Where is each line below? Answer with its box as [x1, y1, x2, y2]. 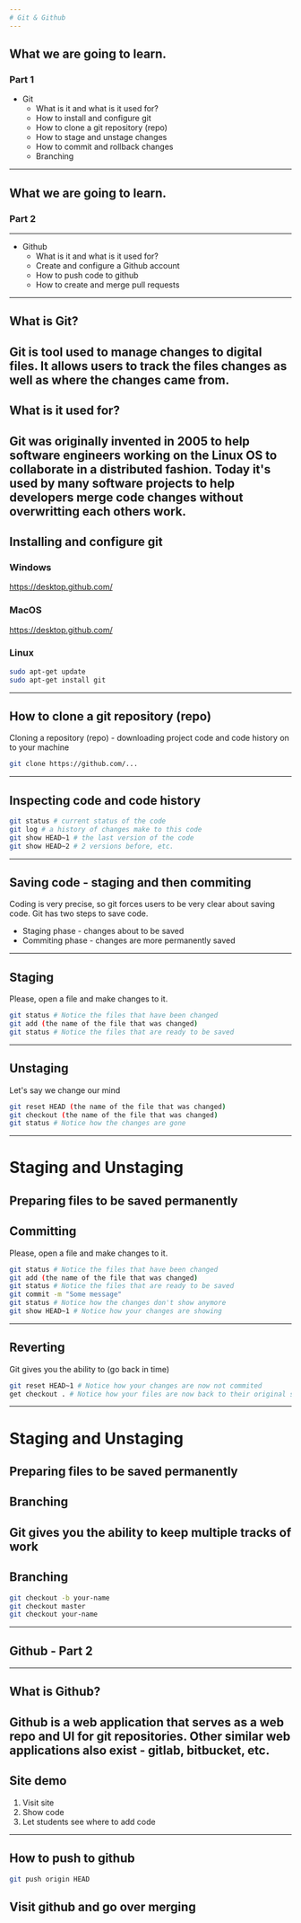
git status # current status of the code [9, 816, 167, 826]
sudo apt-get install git [9, 675, 106, 684]
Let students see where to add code [21, 1816, 156, 1827]
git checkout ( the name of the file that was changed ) [9, 1110, 219, 1119]
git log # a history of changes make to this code [9, 825, 202, 834]
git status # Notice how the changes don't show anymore [9, 1299, 227, 1308]
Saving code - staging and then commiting [9, 875, 252, 890]
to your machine [9, 742, 70, 753]
